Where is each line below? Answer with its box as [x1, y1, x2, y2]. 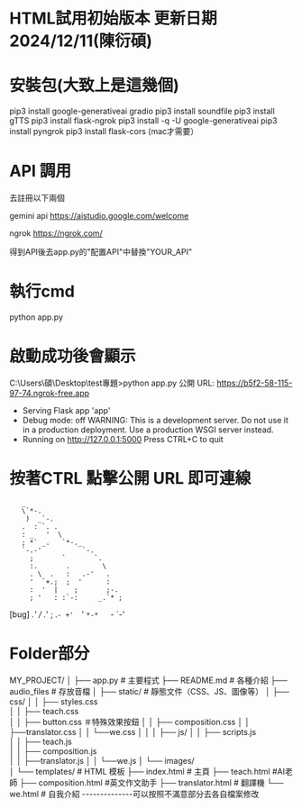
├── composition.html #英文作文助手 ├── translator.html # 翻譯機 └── [19, 776, 284, 788]
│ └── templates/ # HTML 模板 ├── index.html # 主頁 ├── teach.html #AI [9, 766, 286, 776]
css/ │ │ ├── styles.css [9, 695, 98, 707]
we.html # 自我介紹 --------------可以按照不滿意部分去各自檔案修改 [9, 788, 260, 799]
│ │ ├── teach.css [9, 705, 79, 716]
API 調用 [9, 161, 72, 181]
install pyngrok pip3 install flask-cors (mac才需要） [9, 126, 199, 137]
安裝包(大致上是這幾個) [9, 76, 180, 95]
